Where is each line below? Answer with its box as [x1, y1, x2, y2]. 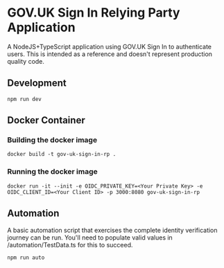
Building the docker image [7, 135, 98, 145]
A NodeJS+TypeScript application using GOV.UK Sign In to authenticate [7, 42, 212, 51]
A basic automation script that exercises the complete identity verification [7, 226, 218, 234]
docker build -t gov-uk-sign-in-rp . [7, 151, 117, 158]
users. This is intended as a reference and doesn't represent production [7, 50, 213, 58]
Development [7, 78, 67, 89]
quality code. [7, 57, 45, 65]
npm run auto [7, 254, 45, 261]
